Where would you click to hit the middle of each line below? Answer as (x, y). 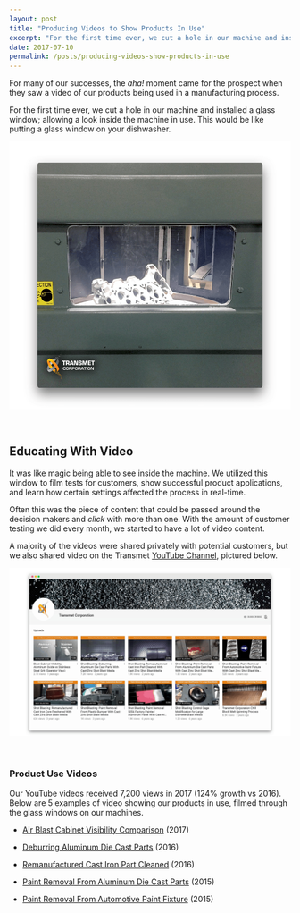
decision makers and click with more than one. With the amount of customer (150, 519)
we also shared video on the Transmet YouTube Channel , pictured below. (144, 555)
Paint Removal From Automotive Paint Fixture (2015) (118, 899)
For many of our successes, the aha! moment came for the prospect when (146, 83)
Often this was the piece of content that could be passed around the (135, 509)
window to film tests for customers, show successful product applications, (146, 482)
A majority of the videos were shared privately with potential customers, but (149, 545)
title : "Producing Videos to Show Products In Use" (107, 28)
